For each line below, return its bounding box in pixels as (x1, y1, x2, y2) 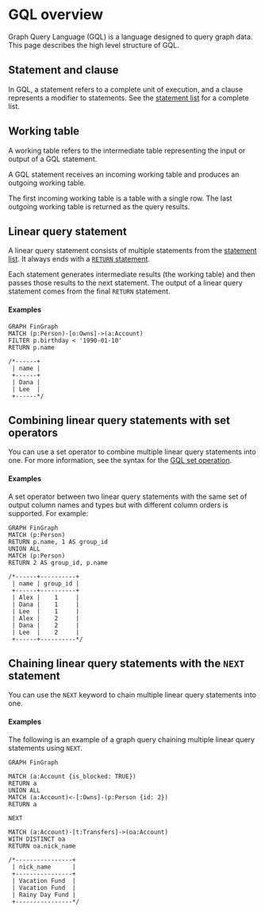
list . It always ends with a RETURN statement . (8, 254, 151, 264)
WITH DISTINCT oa (8, 835, 66, 843)
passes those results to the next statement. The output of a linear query (8, 278, 243, 288)
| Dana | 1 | (11, 600, 80, 608)
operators (8, 425, 58, 439)
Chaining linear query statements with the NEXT (8, 656, 245, 670)
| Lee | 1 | (11, 607, 80, 616)
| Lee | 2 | (11, 628, 80, 636)
